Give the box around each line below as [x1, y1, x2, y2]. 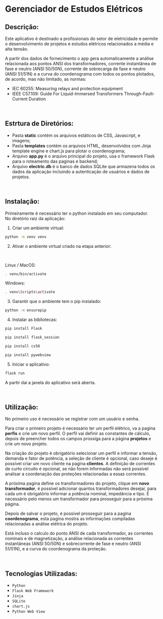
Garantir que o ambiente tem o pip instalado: [12, 299, 101, 304]
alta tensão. [5, 46, 29, 52]
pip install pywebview [5, 352, 51, 357]
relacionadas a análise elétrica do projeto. [5, 521, 89, 527]
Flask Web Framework [12, 588, 54, 594]
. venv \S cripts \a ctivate [5, 290, 55, 295]
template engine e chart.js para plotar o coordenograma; [12, 148, 126, 154]
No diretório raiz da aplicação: [5, 215, 65, 221]
